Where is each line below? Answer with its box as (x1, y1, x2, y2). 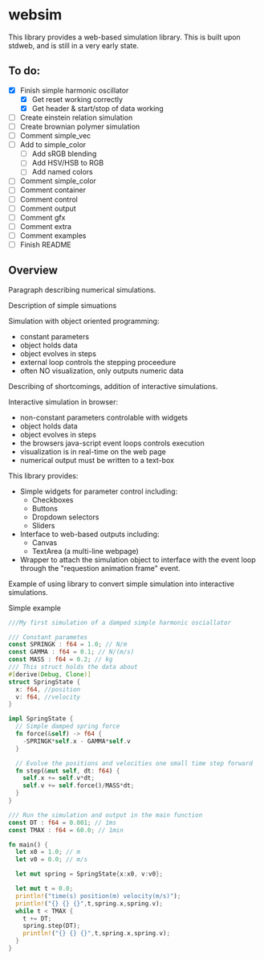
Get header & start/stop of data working (31, 103, 164, 113)
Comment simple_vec (19, 131, 91, 141)
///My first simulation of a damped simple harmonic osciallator (8, 618, 231, 626)
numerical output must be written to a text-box (19, 455, 175, 465)
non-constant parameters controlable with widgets (19, 412, 189, 422)
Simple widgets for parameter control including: (19, 486, 178, 496)
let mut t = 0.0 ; (15, 884, 74, 893)
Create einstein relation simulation (19, 113, 133, 122)
